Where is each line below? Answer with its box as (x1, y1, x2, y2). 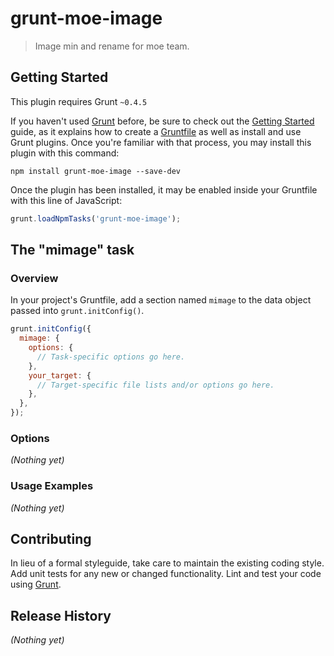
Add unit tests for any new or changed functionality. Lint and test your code (10, 568, 322, 580)
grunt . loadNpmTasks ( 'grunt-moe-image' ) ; (10, 213, 182, 224)
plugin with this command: (10, 147, 120, 159)
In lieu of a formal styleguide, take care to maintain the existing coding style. (10, 557, 325, 569)
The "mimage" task (10, 242, 135, 259)
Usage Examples (10, 479, 94, 493)
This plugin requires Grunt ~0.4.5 (10, 95, 148, 107)
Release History (10, 607, 112, 624)
